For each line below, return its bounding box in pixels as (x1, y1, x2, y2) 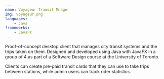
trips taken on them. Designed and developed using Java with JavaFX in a (5, 49, 156, 54)
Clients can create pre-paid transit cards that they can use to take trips (5, 63, 149, 69)
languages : (5, 16, 28, 21)
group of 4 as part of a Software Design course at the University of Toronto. (5, 54, 160, 59)
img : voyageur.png (5, 12, 43, 17)
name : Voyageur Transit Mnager (5, 7, 70, 12)
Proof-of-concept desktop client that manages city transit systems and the (5, 44, 157, 49)
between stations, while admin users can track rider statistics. (5, 69, 131, 74)
